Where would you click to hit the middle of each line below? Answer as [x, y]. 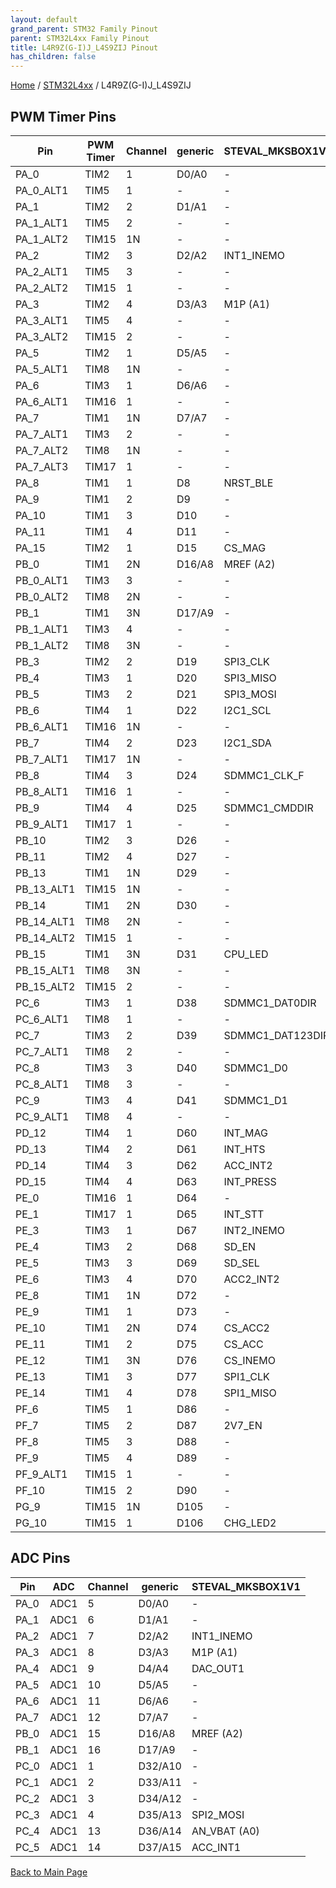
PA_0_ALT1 [42, 190]
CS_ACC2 [246, 1328]
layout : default [44, 19]
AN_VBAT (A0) [225, 1831]
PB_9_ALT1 [42, 824]
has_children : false [53, 57]
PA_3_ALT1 [42, 320]
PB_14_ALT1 [45, 921]
